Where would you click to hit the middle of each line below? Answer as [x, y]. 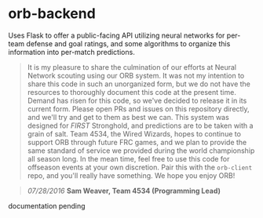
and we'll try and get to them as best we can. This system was [128, 117]
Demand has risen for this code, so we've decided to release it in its [137, 100]
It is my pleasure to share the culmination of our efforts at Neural [132, 67]
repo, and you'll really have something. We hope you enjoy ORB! [131, 175]
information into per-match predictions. [71, 52]
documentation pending [47, 205]
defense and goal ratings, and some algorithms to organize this [128, 43]
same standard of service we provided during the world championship [141, 151]
